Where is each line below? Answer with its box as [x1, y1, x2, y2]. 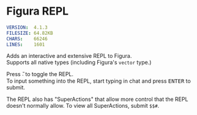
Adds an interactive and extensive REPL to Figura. [6, 52, 132, 60]
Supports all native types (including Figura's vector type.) [6, 59, 152, 66]
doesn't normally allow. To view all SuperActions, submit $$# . [6, 102, 160, 110]
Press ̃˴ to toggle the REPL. [6, 71, 74, 78]
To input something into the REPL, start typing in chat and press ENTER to [6, 77, 191, 85]
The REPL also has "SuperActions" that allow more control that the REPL [6, 96, 188, 103]
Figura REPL [6, 4, 69, 18]
